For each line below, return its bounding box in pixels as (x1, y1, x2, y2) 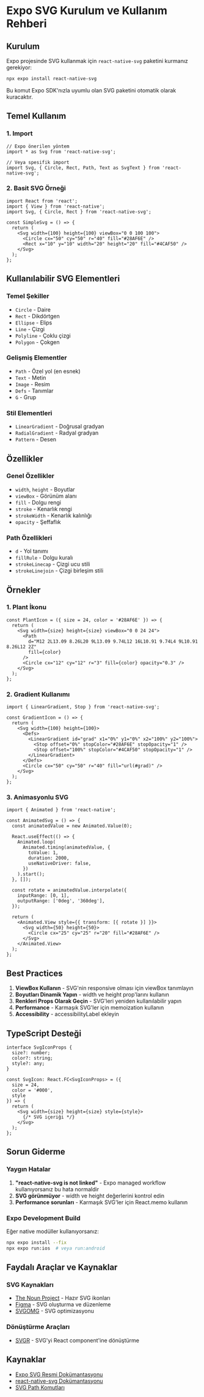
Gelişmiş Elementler (6, 353, 67, 362)
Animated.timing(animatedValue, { (22, 844, 111, 851)
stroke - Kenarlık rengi (15, 505, 72, 512)
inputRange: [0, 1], (17, 893, 70, 899)
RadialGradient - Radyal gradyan (15, 429, 99, 436)
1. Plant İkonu (6, 603, 47, 612)
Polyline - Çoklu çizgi (15, 332, 71, 339)
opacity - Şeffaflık (15, 518, 61, 525)
